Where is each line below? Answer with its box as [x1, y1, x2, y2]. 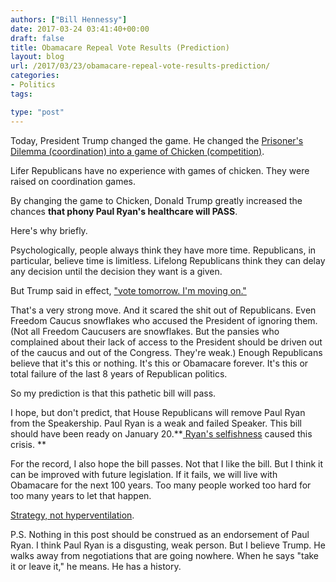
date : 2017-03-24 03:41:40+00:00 [10, 24, 150, 34]
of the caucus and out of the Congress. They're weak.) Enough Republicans [10, 346, 323, 358]
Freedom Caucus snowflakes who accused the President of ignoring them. [10, 314, 318, 326]
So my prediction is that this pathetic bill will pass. [10, 387, 217, 399]
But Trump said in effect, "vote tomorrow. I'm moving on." [10, 284, 247, 296]
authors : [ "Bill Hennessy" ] [10, 14, 128, 25]
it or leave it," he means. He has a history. [10, 560, 182, 572]
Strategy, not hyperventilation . [10, 509, 135, 521]
